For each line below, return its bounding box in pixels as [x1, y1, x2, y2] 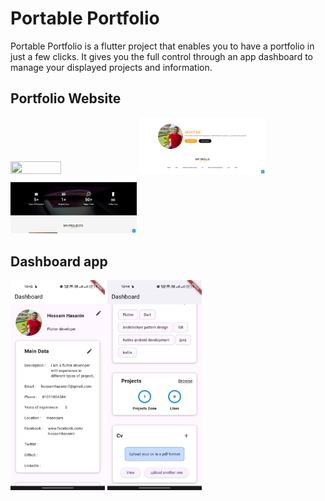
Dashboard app [10, 253, 108, 270]
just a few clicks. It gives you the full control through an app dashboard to [10, 50, 313, 62]
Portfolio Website [10, 90, 122, 107]
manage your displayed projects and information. [10, 61, 213, 73]
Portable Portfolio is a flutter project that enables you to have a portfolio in [10, 40, 315, 52]
